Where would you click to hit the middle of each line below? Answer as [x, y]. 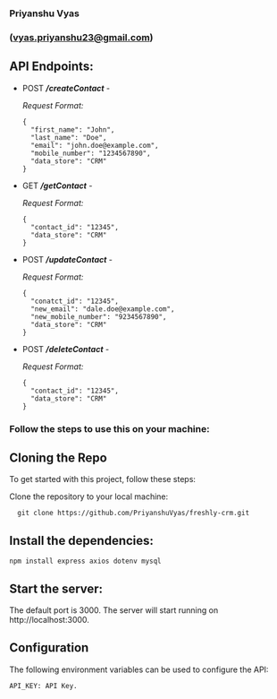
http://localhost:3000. [49, 620]
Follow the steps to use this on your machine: [109, 428]
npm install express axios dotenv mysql [86, 561]
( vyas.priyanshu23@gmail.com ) [81, 37]
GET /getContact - [57, 186]
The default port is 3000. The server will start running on [114, 610]
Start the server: [56, 588]
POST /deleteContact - [66, 349]
